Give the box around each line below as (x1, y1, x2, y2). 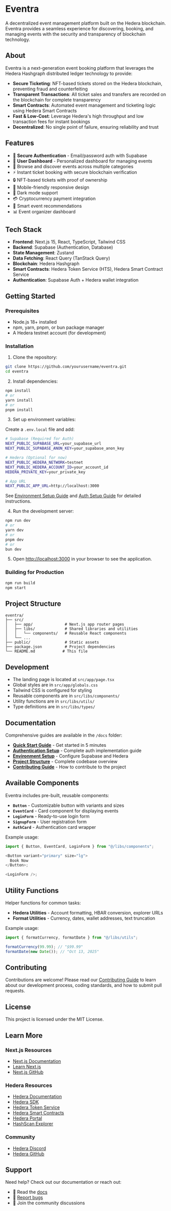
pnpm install (5, 407, 33, 412)
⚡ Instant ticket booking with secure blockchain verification (12, 169, 137, 175)
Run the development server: (12, 508, 74, 514)
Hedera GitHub (12, 1150, 44, 1157)
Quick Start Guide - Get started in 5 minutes (12, 742, 106, 748)
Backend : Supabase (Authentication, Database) (12, 244, 113, 250)
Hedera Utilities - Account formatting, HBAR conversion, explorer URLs (12, 909, 163, 916)
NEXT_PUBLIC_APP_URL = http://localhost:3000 (5, 483, 100, 489)
